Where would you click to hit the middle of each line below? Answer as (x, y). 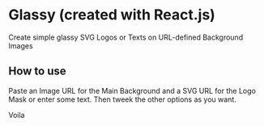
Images (21, 45)
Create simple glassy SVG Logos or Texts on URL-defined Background (126, 37)
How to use (37, 71)
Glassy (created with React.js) (112, 15)
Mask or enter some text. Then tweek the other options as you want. (123, 99)
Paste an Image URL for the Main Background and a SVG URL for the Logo (132, 90)
